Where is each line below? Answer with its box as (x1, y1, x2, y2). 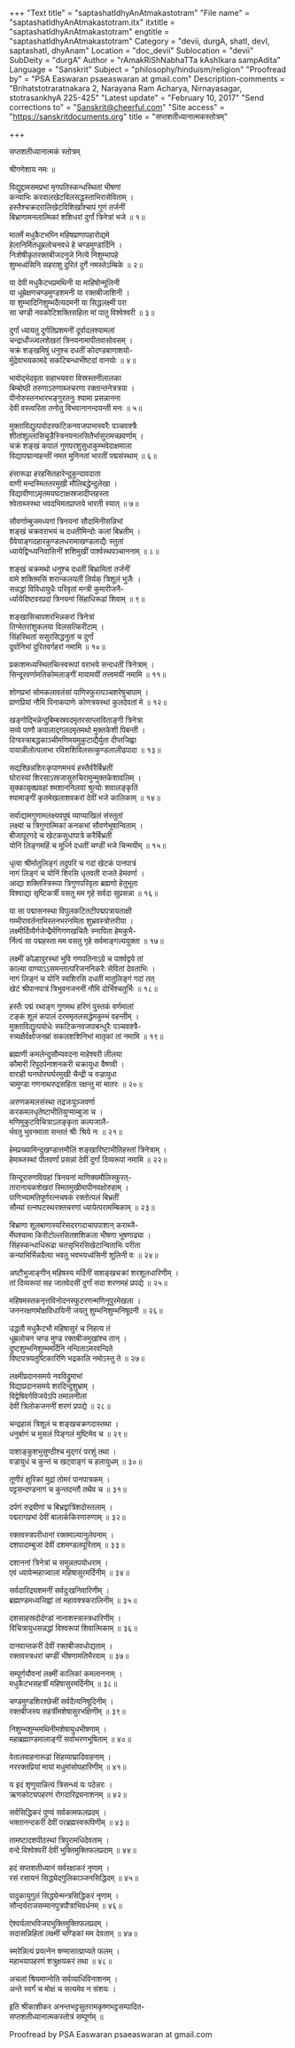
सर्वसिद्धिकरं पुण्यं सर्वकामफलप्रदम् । (9, 1807, 107, 1817)
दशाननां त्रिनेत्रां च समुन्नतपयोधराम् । (9, 1558, 109, 1568)
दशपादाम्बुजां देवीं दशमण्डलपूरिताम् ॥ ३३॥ (9, 1540, 126, 1550)
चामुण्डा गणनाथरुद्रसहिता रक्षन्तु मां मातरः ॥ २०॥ (9, 1079, 144, 1089)
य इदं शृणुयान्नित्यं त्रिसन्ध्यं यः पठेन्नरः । (9, 1780, 113, 1790)
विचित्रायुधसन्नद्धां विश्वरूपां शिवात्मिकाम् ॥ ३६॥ (9, 1623, 138, 1633)
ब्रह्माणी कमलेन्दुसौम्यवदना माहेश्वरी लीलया (9, 1049, 122, 1060)
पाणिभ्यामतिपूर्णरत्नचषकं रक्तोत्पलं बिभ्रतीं (9, 1192, 120, 1203)
